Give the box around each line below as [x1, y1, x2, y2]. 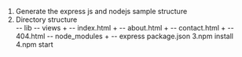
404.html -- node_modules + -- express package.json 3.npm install [15, 31, 234, 41]
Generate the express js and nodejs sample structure [15, 7, 188, 16]
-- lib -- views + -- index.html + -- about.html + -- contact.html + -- [15, 23, 234, 32]
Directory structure [15, 15, 78, 24]
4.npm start [15, 40, 53, 49]
